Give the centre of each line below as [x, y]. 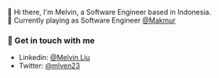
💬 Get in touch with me [51, 41]
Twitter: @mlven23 [49, 66]
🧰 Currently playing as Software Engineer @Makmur [91, 20]
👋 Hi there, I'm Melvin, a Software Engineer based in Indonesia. [109, 12]
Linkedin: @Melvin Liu [54, 58]
